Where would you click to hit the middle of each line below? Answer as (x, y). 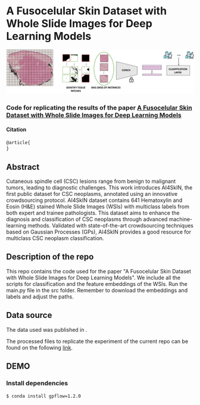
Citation (16, 129)
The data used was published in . (47, 329)
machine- (181, 219)
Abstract (23, 167)
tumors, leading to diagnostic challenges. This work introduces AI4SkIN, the (99, 187)
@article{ (18, 143)
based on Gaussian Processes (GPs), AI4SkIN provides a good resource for (99, 232)
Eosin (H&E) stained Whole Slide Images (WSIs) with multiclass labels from (98, 206)
